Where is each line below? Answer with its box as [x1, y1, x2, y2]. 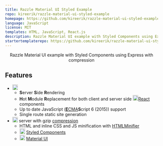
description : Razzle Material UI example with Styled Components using [5, 34, 153, 39]
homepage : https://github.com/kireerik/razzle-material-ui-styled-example [5, 16, 160, 21]
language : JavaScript [5, 20, 49, 26]
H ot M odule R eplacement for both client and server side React [19, 96, 150, 102]
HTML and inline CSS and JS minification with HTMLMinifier [19, 123, 140, 129]
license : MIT [5, 25, 32, 30]
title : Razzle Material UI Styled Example [5, 7, 92, 12]
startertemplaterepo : [5, 39, 49, 44]
